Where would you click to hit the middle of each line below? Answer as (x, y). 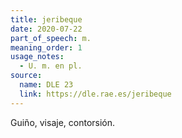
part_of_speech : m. (51, 38)
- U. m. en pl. (51, 66)
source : (26, 76)
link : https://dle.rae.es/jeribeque (95, 94)
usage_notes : (37, 57)
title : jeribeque (46, 19)
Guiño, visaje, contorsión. (63, 122)
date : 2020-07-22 (46, 29)
